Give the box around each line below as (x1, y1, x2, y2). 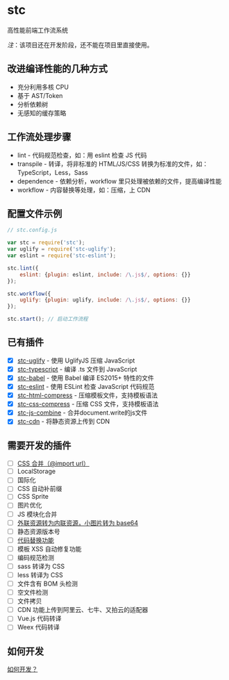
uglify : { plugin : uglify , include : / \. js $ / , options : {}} (19, 297, 191, 304)
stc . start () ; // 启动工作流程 (7, 315, 88, 323)
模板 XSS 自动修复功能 (17, 545, 82, 553)
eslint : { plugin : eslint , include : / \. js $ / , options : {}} (19, 271, 191, 278)
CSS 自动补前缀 (17, 485, 62, 493)
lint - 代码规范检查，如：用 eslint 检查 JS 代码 (17, 151, 147, 159)
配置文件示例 (7, 208, 62, 219)
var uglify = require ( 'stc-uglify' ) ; (7, 246, 117, 253)
